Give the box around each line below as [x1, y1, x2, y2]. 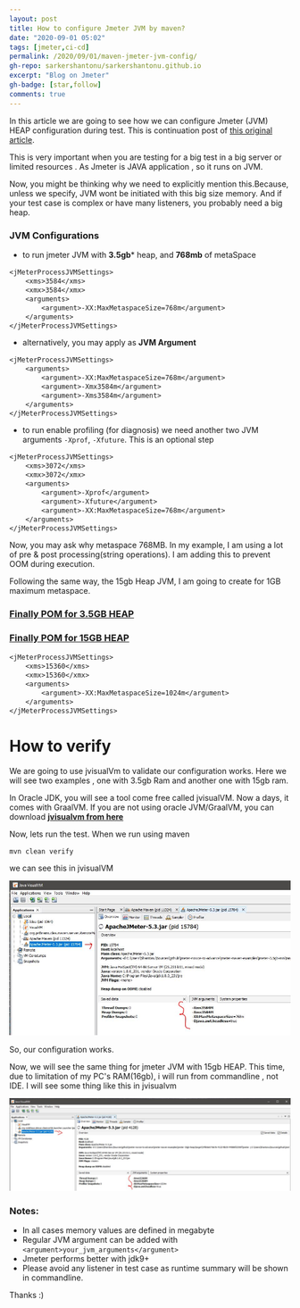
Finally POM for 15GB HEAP [9, 631, 129, 644]
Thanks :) [9, 1290, 45, 1301]
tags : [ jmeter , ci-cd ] [9, 43, 90, 52]
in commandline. [21, 1272, 84, 1283]
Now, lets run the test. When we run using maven [9, 829, 190, 839]
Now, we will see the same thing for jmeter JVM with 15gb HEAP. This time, [9, 1061, 286, 1071]
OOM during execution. [9, 558, 96, 569]
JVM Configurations [9, 229, 100, 241]
